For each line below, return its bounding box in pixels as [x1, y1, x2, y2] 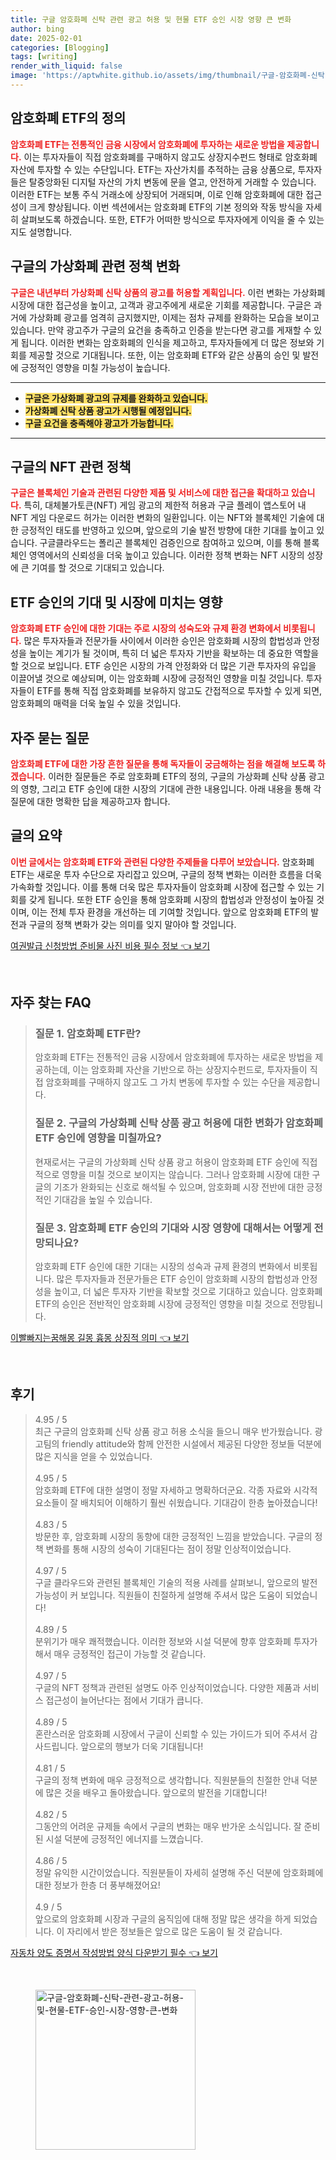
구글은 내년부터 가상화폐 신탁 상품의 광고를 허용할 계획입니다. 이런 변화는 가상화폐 [10, 286, 326, 298]
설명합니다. [28, 226, 73, 238]
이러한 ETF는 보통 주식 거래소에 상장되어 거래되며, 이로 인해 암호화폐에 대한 [10, 188, 304, 200]
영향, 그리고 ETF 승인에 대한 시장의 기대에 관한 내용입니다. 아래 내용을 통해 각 [20, 782, 322, 795]
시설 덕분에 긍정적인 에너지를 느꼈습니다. [45, 1832, 204, 1845]
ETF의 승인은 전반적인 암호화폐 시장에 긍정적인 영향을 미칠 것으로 [34, 1298, 289, 1310]
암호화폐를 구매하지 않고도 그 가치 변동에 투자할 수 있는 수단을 [45, 1076, 286, 1088]
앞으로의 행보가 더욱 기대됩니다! [80, 1740, 204, 1752]
